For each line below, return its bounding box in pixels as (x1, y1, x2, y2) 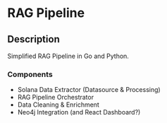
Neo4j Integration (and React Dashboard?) (17, 108, 141, 117)
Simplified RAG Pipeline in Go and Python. (7, 52, 129, 60)
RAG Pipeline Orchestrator (17, 93, 94, 102)
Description (7, 33, 60, 45)
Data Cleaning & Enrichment (17, 100, 100, 109)
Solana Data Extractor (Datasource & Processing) (17, 86, 161, 94)
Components (7, 69, 53, 79)
